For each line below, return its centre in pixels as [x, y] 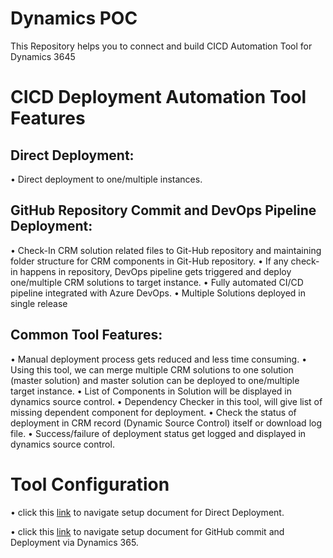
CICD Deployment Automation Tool [158, 97]
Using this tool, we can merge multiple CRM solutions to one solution [152, 369]
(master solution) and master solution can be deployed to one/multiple [155, 380]
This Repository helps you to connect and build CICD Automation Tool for [161, 46]
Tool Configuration [90, 484]
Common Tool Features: [86, 335]
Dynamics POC [74, 18]
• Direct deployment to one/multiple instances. [106, 179]
